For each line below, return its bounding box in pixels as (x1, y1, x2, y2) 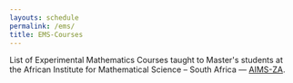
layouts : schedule (9, 13, 79, 23)
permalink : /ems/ (9, 22, 76, 31)
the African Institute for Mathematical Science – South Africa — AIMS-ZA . (9, 64, 286, 75)
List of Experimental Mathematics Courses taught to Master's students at (9, 55, 284, 66)
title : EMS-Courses (9, 30, 84, 39)
